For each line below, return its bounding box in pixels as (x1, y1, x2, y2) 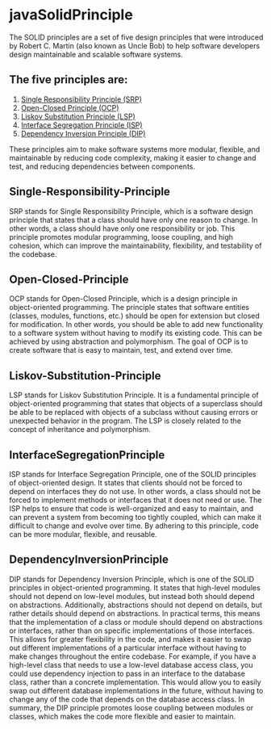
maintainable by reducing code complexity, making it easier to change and (9, 153, 256, 162)
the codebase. (9, 249, 57, 259)
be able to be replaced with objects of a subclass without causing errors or (9, 408, 259, 417)
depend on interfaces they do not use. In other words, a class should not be (9, 487, 261, 496)
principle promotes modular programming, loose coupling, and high (9, 232, 233, 241)
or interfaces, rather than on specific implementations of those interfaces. (9, 626, 255, 635)
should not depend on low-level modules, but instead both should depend (9, 591, 255, 601)
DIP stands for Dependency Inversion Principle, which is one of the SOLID (9, 574, 255, 584)
